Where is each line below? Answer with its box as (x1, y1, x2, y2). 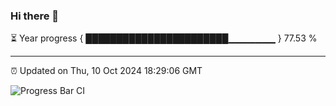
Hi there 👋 (10, 9, 60, 23)
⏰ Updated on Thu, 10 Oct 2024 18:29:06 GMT (10, 65, 203, 77)
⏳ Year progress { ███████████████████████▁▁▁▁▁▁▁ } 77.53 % (10, 32, 318, 44)
